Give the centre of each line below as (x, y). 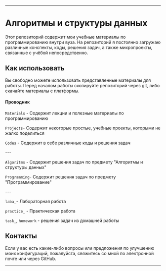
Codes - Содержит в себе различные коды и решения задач (68, 143)
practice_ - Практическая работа (40, 211)
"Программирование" (28, 182)
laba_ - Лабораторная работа (36, 201)
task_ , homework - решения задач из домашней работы (62, 220)
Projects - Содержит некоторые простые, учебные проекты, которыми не (83, 128)
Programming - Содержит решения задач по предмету (61, 177)
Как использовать (35, 68)
